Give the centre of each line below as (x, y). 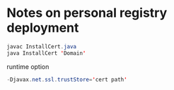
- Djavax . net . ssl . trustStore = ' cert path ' (67, 79)
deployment (43, 28)
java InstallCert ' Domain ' (46, 53)
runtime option (28, 66)
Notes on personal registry (87, 13)
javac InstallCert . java (42, 46)
